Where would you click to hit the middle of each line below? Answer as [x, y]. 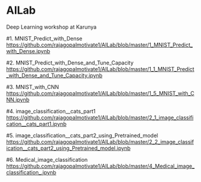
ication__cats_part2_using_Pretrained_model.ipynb [68, 148]
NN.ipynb [18, 100]
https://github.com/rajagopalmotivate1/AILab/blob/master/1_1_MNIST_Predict [100, 69]
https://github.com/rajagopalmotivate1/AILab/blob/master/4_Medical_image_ [100, 166]
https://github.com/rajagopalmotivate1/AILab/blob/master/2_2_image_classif [100, 141]
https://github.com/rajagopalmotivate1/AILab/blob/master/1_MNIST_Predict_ [100, 45]
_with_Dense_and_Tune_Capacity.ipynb [54, 75]
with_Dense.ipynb [28, 51]
